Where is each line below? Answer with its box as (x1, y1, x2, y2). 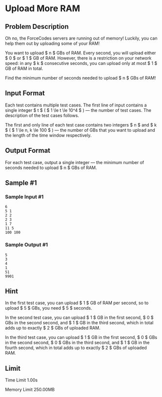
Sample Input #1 (5, 193, 44, 200)
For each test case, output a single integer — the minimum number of (5, 159, 144, 165)
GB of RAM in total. (5, 65, 43, 71)
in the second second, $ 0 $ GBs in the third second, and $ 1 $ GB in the (5, 340, 150, 346)
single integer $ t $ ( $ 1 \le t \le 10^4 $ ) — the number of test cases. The (5, 107, 152, 113)
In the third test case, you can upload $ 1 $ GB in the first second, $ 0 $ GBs (5, 334, 157, 340)
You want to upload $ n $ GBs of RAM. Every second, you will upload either (5, 50, 156, 56)
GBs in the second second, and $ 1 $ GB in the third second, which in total (5, 320, 154, 326)
